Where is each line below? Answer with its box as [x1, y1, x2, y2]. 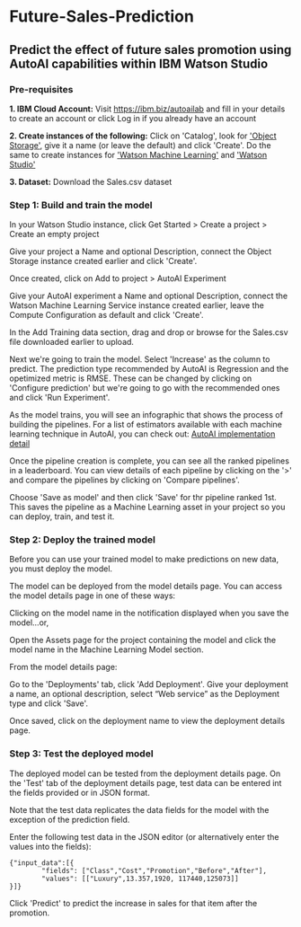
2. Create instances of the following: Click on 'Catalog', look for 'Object [9, 130, 277, 141]
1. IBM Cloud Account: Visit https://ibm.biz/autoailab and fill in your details [9, 103, 286, 114]
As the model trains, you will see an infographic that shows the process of [9, 410, 283, 420]
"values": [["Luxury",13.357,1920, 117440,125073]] [41, 874, 240, 883]
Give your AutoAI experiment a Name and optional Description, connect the [9, 290, 288, 302]
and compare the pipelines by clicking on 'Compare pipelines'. [9, 474, 240, 486]
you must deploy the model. [9, 563, 113, 574]
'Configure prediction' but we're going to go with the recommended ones [9, 383, 280, 393]
